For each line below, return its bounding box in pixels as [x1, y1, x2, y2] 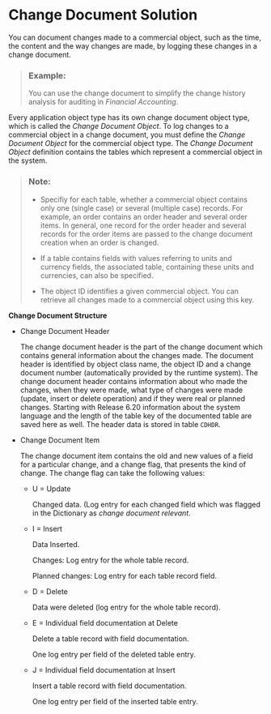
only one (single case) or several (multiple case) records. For [40, 203, 243, 212]
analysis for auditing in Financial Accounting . [28, 97, 179, 107]
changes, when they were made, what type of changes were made [19, 385, 243, 395]
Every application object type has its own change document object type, [8, 113, 250, 122]
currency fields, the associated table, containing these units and [40, 262, 255, 271]
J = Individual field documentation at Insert [32, 665, 176, 674]
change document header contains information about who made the [19, 376, 248, 386]
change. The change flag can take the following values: [19, 468, 205, 477]
